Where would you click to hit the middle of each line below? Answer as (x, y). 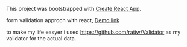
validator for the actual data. (41, 38)
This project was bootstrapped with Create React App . (74, 9)
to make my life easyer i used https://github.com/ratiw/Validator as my (93, 32)
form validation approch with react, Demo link (63, 20)
